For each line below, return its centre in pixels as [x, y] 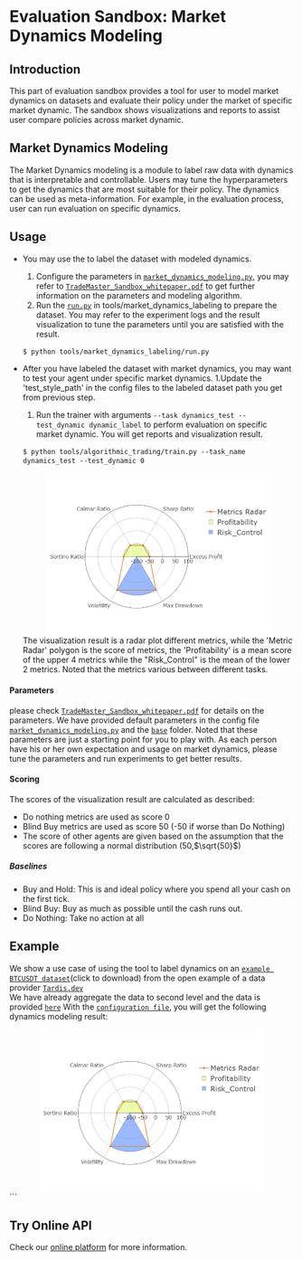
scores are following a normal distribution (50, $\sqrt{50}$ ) [132, 845]
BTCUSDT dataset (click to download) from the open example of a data [137, 978]
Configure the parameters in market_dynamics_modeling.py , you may [162, 276]
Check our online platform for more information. [99, 1247]
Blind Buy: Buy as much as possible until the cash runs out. [132, 908]
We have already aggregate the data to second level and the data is [135, 997]
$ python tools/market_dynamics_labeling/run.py [116, 351]
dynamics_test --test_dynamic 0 [83, 460]
